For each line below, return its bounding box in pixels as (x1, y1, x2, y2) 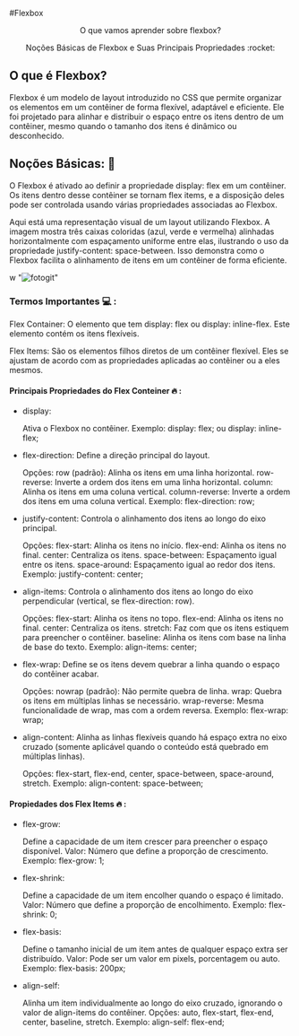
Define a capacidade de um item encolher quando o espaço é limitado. (21, 890, 284, 901)
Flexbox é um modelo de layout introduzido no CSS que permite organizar (9, 91, 282, 102)
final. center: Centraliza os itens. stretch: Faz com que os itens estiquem (21, 622, 289, 633)
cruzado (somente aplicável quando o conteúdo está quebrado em (21, 742, 269, 753)
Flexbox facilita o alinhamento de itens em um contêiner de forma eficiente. (9, 255, 287, 266)
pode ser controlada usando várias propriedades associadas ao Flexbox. (9, 199, 278, 210)
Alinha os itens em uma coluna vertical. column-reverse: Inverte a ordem (21, 486, 291, 497)
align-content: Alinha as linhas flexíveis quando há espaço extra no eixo (21, 732, 287, 743)
